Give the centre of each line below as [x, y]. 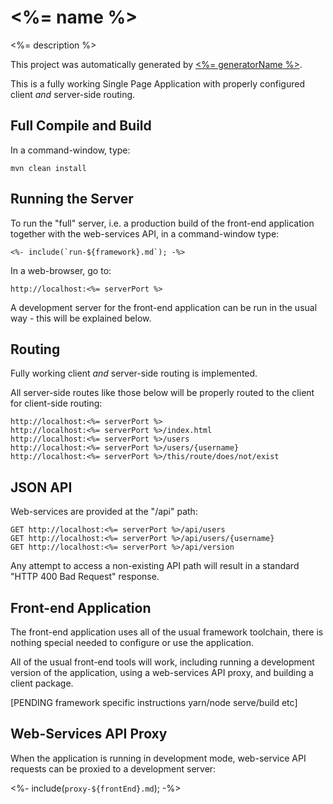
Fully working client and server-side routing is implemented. [134, 373]
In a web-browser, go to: [61, 270]
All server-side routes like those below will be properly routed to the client [162, 393]
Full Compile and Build [81, 126]
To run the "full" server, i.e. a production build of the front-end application [162, 223]
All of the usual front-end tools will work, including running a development [162, 662]
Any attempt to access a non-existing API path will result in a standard [155, 566]
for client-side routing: [56, 403]
